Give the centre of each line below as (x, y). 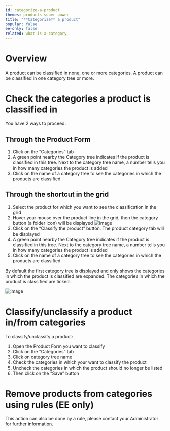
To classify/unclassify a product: (39, 337)
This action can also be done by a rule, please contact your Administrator (82, 419)
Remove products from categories (79, 394)
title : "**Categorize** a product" (43, 19)
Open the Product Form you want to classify (59, 346)
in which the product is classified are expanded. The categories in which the (85, 276)
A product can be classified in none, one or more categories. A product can (84, 73)
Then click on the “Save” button (46, 373)
